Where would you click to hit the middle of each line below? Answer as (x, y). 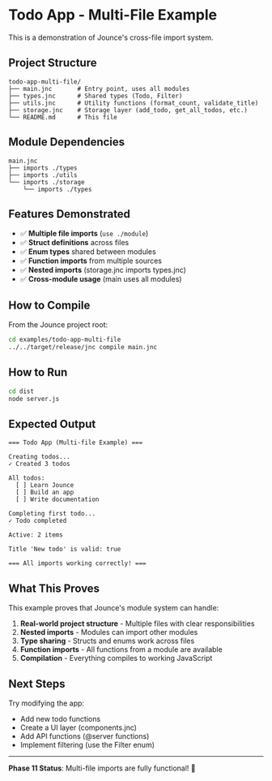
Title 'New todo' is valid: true (65, 550)
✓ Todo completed (38, 521)
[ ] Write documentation (57, 500)
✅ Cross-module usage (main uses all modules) (101, 279)
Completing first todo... (52, 514)
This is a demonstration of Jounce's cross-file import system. (111, 37)
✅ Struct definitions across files (74, 243)
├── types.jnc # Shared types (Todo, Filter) (96, 96)
